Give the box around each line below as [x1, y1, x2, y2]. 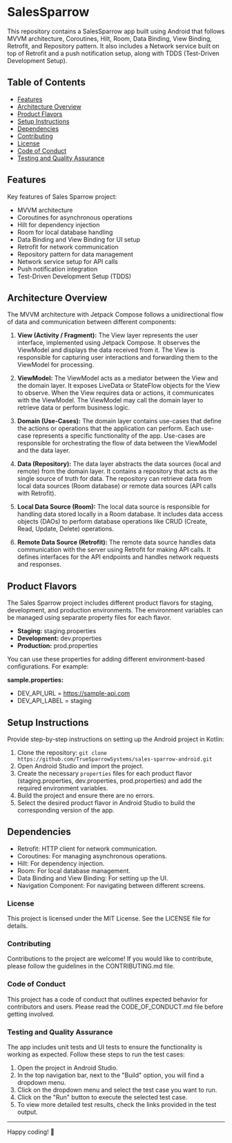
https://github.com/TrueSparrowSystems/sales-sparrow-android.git [17, 756, 213, 763]
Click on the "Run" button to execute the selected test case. [17, 1093, 188, 1101]
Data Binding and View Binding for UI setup [17, 235, 140, 243]
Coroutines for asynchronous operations [17, 213, 133, 222]
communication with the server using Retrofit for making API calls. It [17, 545, 211, 554]
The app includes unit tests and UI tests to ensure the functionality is [7, 1043, 202, 1051]
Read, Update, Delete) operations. [17, 524, 114, 533]
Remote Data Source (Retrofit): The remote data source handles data [17, 538, 216, 547]
